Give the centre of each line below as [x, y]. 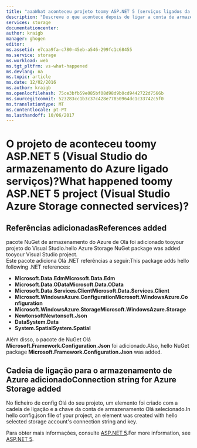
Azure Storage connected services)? [98, 206]
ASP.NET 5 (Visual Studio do [77, 157]
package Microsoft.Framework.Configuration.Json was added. [84, 352]
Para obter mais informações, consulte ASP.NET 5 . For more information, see [98, 433]
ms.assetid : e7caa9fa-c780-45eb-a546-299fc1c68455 [69, 50]
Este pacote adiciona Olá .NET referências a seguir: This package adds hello [98, 261]
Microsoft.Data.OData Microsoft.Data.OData [69, 284]
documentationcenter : [33, 28]
